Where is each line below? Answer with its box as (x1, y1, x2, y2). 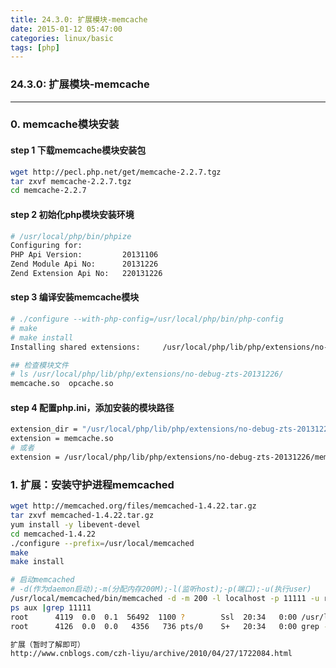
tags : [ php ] (10, 42, 60, 53)
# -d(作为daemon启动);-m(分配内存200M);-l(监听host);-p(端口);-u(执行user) (10, 584, 312, 595)
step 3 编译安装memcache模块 (10, 291, 140, 303)
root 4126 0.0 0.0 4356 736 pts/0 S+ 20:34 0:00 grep (10, 621, 320, 631)
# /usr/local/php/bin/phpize (10, 231, 132, 241)
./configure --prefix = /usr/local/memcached (10, 538, 195, 548)
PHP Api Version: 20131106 (10, 250, 159, 260)
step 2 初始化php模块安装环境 (10, 208, 135, 220)
